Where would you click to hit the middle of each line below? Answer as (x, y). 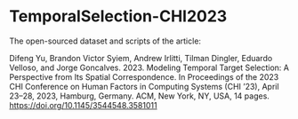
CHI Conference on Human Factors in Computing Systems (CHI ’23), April (144, 86)
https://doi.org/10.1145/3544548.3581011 (83, 105)
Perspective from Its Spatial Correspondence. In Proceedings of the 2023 (144, 76)
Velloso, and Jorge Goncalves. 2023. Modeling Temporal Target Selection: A (149, 67)
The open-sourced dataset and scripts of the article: (105, 41)
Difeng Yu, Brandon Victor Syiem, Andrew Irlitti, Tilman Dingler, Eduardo (141, 58)
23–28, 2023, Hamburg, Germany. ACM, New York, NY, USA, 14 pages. (139, 96)
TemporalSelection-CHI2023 (118, 16)
